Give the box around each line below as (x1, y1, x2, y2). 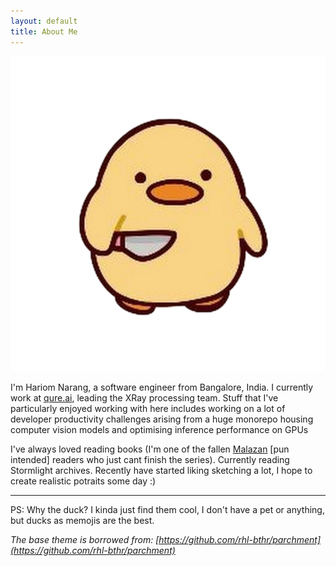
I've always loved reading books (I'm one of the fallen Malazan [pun (10, 443, 290, 455)
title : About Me (10, 26, 78, 37)
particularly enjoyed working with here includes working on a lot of (10, 402, 286, 414)
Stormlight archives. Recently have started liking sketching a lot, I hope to (10, 464, 313, 476)
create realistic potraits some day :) (10, 475, 157, 487)
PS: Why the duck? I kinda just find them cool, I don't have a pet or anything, (10, 503, 325, 515)
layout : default (10, 16, 78, 26)
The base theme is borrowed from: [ (10, 533, 160, 545)
